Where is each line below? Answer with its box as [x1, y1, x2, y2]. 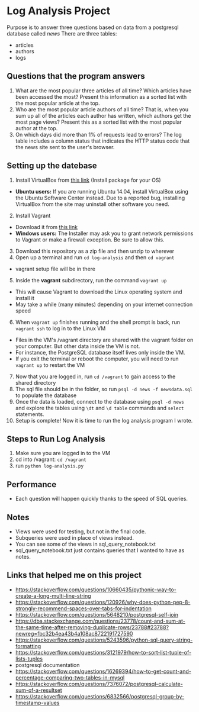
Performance [7, 479, 57, 489]
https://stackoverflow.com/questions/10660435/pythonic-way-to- [15, 586, 176, 593]
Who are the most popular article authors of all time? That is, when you [15, 105, 189, 113]
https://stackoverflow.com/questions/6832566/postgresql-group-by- [15, 692, 185, 700]
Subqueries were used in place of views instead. [15, 534, 134, 541]
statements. [15, 410, 44, 418]
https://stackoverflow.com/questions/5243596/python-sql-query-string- [15, 636, 193, 643]
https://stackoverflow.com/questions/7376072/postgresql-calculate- [15, 680, 183, 687]
